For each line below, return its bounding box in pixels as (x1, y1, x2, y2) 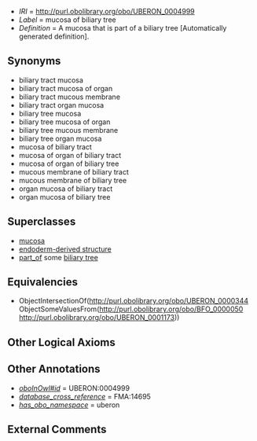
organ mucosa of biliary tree (18, 192, 111, 201)
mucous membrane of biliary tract (18, 167, 129, 176)
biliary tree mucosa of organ (18, 117, 111, 127)
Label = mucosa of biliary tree (18, 15, 116, 24)
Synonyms (7, 54, 61, 68)
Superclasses (7, 215, 76, 229)
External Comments (7, 423, 107, 436)
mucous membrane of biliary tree (18, 175, 127, 185)
